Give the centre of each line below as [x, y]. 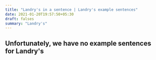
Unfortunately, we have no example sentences [78, 43]
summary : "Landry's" [26, 23]
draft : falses [20, 19]
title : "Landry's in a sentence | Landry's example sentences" [72, 10]
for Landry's [24, 51]
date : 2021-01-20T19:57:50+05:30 [39, 14]
